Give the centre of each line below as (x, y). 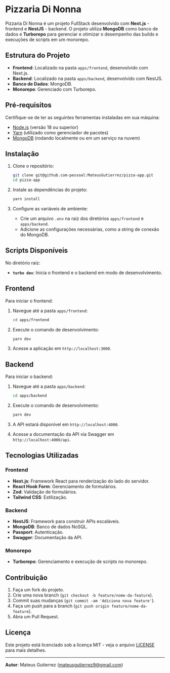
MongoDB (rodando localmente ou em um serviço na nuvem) (76, 138)
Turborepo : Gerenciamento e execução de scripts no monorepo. (80, 562)
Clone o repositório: (33, 166)
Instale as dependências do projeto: (50, 190)
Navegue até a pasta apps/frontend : (50, 311)
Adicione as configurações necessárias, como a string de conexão (90, 229)
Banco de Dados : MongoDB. (42, 84)
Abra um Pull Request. (36, 617)
